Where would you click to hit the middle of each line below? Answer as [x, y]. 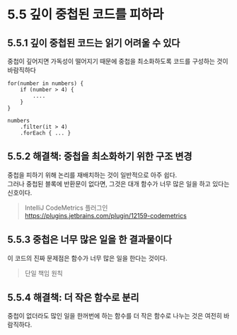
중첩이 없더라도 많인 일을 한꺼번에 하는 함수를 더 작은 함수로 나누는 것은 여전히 [115, 316]
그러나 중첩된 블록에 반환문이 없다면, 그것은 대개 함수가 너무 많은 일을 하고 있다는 [118, 183]
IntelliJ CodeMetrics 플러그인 [66, 208]
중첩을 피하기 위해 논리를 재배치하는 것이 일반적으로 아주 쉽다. [92, 175]
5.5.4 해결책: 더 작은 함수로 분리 [73, 298]
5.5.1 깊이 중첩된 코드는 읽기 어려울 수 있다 [94, 43]
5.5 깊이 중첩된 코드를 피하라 [86, 15]
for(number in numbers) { [45, 84]
